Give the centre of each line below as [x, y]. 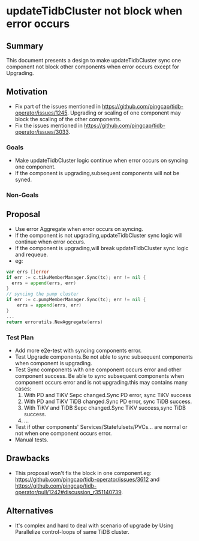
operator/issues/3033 [42, 132]
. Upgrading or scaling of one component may [124, 113]
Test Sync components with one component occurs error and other [98, 369]
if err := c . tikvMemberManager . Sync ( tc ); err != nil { [76, 277]
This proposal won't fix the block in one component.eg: [83, 473]
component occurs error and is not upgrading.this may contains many [101, 382]
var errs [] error [28, 272]
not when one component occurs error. [63, 433]
